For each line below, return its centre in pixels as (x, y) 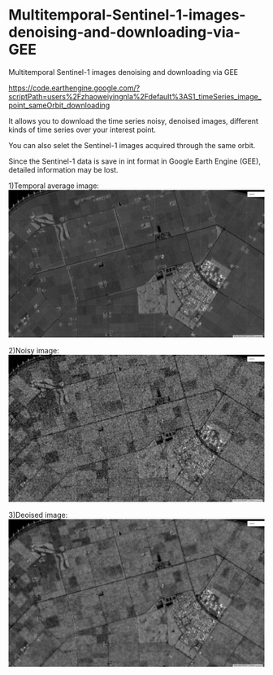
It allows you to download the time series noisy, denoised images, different (133, 121)
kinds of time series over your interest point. (82, 129)
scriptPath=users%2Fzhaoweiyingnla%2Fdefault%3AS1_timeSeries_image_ (135, 96)
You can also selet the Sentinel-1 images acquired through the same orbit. (132, 145)
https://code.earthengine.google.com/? (74, 88)
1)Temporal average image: (54, 186)
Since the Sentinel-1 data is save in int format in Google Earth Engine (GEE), (135, 161)
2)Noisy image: (34, 350)
